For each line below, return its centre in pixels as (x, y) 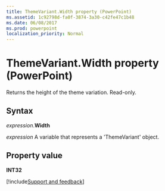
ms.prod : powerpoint (32, 28)
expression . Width (28, 125)
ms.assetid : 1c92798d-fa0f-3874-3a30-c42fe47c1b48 (70, 17)
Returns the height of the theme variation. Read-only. (71, 92)
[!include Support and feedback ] (45, 181)
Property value (34, 156)
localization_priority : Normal (45, 34)
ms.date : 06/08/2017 (32, 23)
